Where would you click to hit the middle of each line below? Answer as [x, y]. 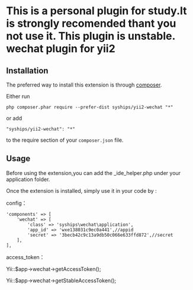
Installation [27, 70]
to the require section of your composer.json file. [65, 140]
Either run [18, 96]
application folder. [28, 179]
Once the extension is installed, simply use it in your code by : [81, 190]
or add [14, 118]
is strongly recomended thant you [91, 23]
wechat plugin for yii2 [61, 49]
